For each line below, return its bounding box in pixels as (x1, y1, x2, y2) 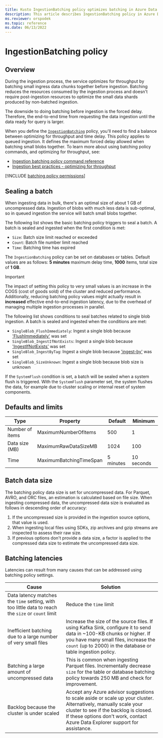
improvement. (65, 681, 98, 687)
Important (5, 273, 25, 280)
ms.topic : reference (5, 20, 47, 26)
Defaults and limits (5, 403, 63, 412)
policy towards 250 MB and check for (65, 675, 152, 682)
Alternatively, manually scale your (65, 701, 143, 708)
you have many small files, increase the (65, 636, 156, 643)
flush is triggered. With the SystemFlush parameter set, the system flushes (5, 378, 153, 384)
